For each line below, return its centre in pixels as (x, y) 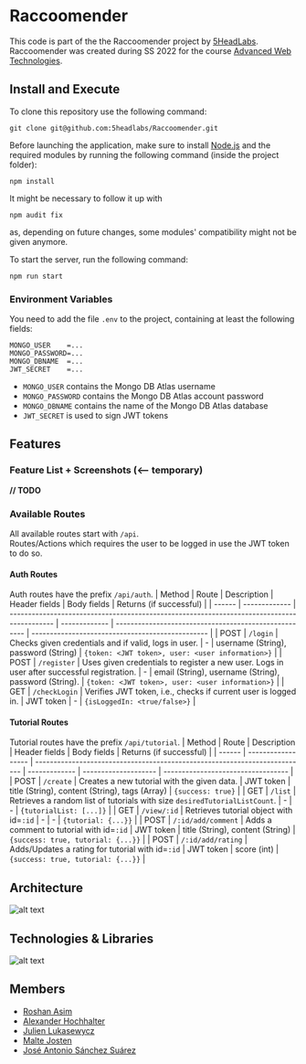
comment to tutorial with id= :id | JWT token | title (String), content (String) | (153, 830)
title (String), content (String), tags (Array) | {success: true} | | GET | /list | (153, 791)
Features (35, 444)
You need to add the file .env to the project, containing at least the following (152, 319)
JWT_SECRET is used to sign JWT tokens (95, 416)
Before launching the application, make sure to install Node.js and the (140, 145)
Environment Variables (61, 299)
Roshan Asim (47, 1011)
